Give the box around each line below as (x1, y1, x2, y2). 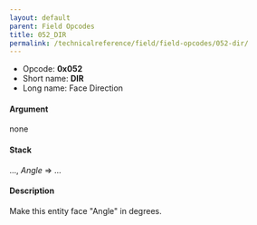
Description (9, 185, 55, 196)
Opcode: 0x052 (22, 64, 83, 74)
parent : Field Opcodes (9, 22, 95, 31)
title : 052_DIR (9, 30, 67, 39)
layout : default (9, 13, 71, 23)
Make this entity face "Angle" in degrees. (9, 205, 162, 216)
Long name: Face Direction (22, 83, 124, 93)
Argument (9, 103, 49, 114)
